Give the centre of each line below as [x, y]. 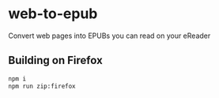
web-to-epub [53, 14]
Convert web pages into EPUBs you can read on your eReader [109, 36]
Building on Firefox [55, 60]
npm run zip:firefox [42, 86]
